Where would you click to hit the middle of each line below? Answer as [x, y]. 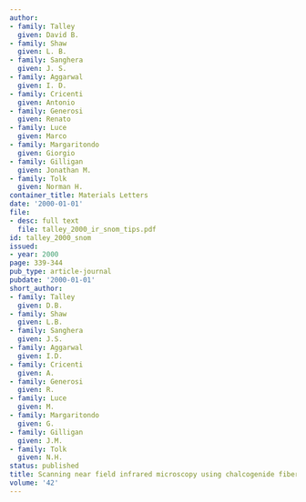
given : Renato [44, 119]
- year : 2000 [34, 255]
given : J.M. [41, 441]
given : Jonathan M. [55, 170]
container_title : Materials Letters [79, 196]
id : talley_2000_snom [51, 237]
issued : [24, 246]
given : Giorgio [46, 153]
